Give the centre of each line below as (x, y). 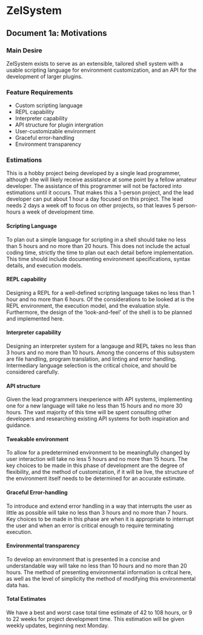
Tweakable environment (37, 439)
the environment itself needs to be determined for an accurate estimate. (96, 479)
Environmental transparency (43, 546)
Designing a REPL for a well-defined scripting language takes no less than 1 (101, 293)
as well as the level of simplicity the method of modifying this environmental (101, 578)
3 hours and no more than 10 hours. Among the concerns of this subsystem (101, 353)
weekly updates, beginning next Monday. (58, 626)
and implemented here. (35, 318)
